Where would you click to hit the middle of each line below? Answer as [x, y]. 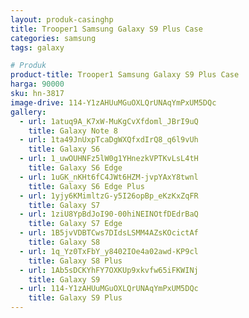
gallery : [28, 112]
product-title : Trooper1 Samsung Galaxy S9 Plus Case [125, 75]
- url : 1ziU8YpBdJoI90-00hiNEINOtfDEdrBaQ [109, 214]
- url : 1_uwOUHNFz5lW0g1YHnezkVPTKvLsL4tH [109, 159]
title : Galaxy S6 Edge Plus [86, 186]
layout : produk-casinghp [62, 19]
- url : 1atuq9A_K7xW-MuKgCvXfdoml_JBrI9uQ [109, 121]
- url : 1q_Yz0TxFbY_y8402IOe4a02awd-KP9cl [109, 251]
